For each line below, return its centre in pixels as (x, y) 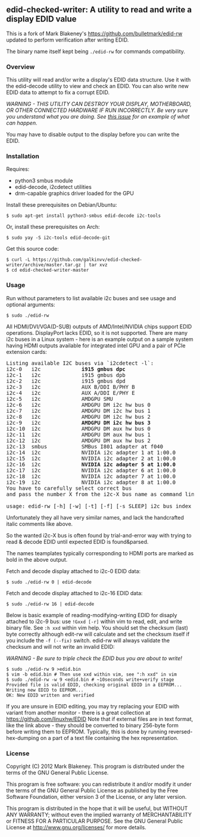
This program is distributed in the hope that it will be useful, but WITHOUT (97, 808)
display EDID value (41, 19)
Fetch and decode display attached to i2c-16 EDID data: (74, 593)
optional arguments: (31, 304)
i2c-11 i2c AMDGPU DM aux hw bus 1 (78, 435)
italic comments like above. (40, 524)
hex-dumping (23, 738)
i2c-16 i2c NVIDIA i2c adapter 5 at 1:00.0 (91, 464)
